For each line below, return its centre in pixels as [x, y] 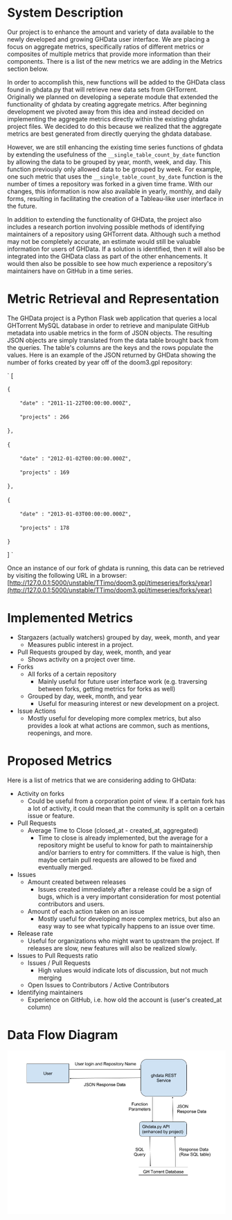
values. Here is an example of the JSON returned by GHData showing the [111, 355]
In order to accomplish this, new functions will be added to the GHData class [116, 82]
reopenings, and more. [60, 733]
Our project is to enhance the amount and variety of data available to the [111, 32]
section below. [28, 69]
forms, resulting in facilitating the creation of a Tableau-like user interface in [115, 198]
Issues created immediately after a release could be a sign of [125, 889]
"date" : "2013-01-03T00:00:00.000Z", [75, 514]
